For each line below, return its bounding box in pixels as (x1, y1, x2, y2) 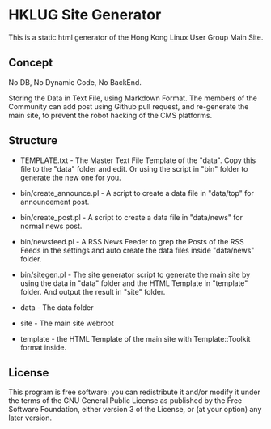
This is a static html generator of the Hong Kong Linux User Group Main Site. (8, 32, 264, 42)
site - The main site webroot (19, 318, 115, 328)
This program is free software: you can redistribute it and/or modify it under (8, 387, 260, 397)
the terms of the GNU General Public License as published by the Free (8, 396, 243, 406)
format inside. (19, 342, 67, 352)
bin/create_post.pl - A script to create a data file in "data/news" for (19, 212, 243, 222)
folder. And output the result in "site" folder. (19, 287, 166, 296)
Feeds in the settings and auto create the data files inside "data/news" (19, 245, 255, 255)
